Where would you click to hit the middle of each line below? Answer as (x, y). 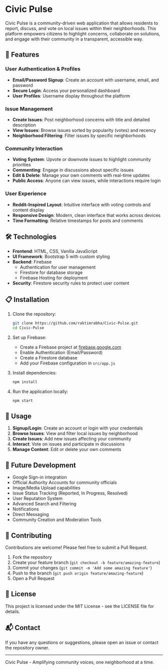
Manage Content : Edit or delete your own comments (67, 449)
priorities (21, 165)
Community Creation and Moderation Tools (57, 520)
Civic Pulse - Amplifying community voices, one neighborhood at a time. (80, 662)
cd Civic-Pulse (28, 328)
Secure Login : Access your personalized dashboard (66, 90)
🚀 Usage (18, 416)
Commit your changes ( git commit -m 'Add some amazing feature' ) (82, 568)
